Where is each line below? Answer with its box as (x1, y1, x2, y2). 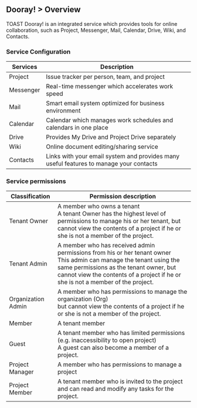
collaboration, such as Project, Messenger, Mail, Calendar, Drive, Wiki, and (6, 26, 186, 34)
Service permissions (6, 177, 66, 185)
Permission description (89, 193, 157, 201)
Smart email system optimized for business (46, 99, 165, 108)
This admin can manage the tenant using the (57, 256, 180, 264)
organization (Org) (57, 295, 108, 303)
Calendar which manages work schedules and (46, 116, 174, 124)
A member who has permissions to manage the (57, 288, 188, 296)
